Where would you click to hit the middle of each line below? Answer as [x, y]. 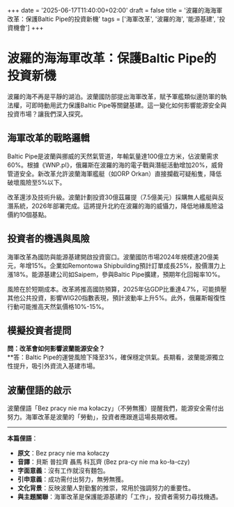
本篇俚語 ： [23, 439]
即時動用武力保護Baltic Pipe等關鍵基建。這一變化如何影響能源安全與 [129, 105]
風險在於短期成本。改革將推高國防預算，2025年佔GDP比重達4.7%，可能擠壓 [117, 289]
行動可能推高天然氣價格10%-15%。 [57, 306]
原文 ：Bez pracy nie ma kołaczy [63, 453]
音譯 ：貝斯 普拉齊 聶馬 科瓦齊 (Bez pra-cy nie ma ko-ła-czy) [103, 462]
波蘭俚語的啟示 [39, 390]
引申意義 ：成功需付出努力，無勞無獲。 [72, 479]
